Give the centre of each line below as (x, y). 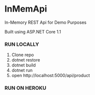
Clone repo (23, 55)
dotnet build (24, 65)
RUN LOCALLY (22, 44)
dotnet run (22, 70)
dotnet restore (26, 60)
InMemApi (26, 9)
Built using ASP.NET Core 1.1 (33, 32)
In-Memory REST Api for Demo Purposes (46, 22)
